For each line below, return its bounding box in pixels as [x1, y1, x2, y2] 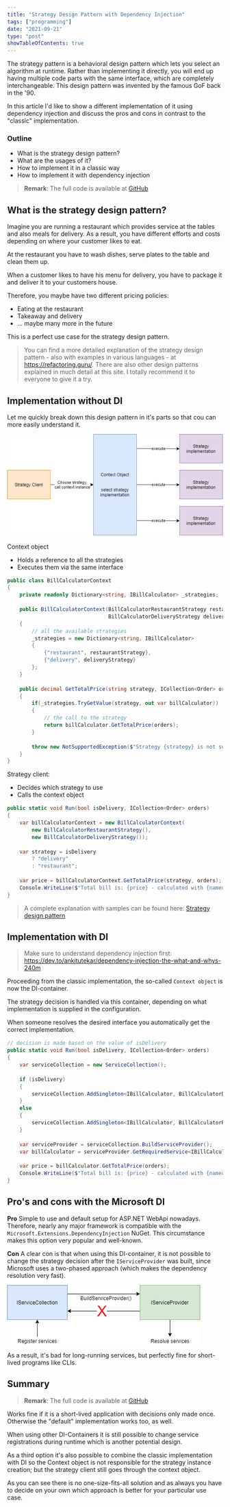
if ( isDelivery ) [19, 1076, 66, 1083]
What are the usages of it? [16, 156, 92, 165]
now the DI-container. [7, 985, 68, 993]
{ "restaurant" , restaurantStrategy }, [43, 649, 152, 656]
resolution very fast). [7, 1271, 66, 1279]
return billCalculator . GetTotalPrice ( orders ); [43, 722, 179, 729]
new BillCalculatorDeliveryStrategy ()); [31, 834, 149, 841]
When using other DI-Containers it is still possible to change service [7, 1430, 199, 1438]
